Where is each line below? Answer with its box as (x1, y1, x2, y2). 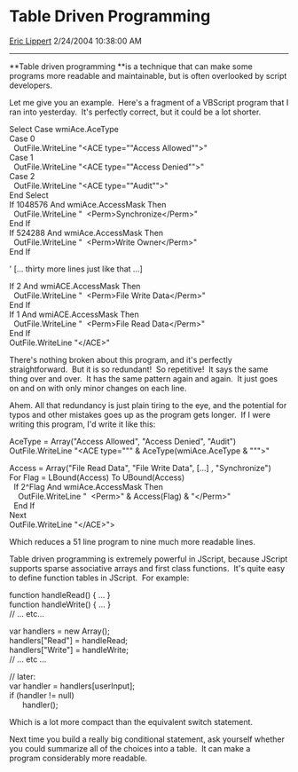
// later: (9, 671, 36, 681)
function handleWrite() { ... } (9, 599, 111, 610)
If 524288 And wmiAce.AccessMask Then (9, 227, 164, 238)
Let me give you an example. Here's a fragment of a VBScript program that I (9, 97, 289, 107)
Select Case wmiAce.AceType (9, 123, 120, 134)
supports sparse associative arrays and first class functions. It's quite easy (9, 563, 286, 573)
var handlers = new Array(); (9, 626, 111, 636)
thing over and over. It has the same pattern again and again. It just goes (9, 373, 278, 383)
